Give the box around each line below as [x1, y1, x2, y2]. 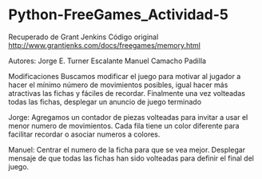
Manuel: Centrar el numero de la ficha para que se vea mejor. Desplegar [8, 145, 246, 154]
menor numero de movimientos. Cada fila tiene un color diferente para [8, 121, 240, 130]
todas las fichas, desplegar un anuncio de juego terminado [8, 97, 202, 106]
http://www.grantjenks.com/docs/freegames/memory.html [8, 40, 201, 50]
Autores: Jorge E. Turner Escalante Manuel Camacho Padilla [8, 56, 206, 66]
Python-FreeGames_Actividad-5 [8, 6, 229, 24]
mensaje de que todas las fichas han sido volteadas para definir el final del [8, 153, 254, 163]
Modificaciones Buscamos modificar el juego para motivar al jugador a [8, 71, 241, 81]
